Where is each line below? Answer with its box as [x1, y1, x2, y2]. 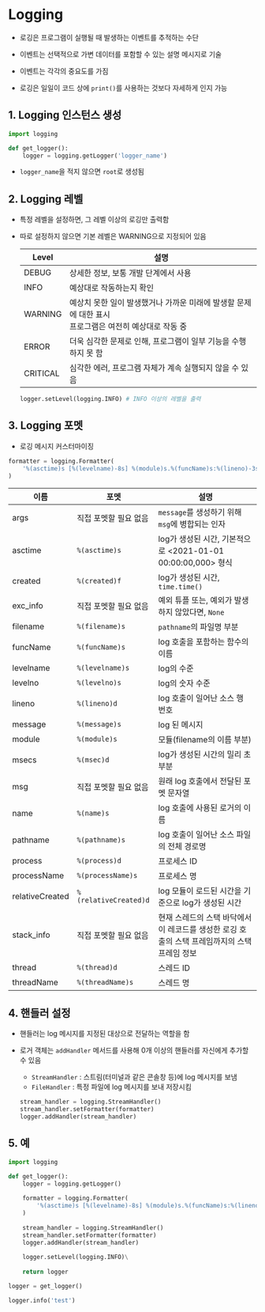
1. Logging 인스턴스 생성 [8, 108, 122, 122]
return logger [22, 1268, 69, 1276]
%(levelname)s [77, 663, 130, 672]
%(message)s [77, 720, 122, 728]
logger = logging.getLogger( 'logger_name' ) [22, 152, 168, 160]
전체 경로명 [167, 841, 207, 852]
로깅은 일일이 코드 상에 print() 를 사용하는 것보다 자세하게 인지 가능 [19, 83, 228, 93]
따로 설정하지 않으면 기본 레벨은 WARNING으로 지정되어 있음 [19, 232, 207, 241]
